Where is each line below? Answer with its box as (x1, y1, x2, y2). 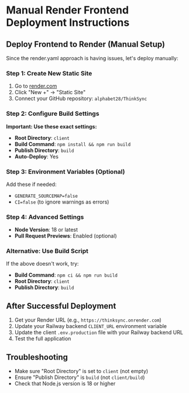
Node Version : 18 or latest (14, 226, 78, 233)
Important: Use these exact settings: (6, 123, 97, 130)
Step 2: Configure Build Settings (6, 109, 99, 118)
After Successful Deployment (6, 301, 116, 311)
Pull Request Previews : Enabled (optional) (14, 232, 117, 240)
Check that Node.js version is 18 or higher (14, 380, 116, 387)
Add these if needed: (6, 181, 57, 188)
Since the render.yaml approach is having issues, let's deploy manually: (6, 55, 178, 61)
